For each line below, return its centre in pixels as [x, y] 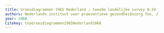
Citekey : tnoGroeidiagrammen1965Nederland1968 [53, 23]
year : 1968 [16, 18]
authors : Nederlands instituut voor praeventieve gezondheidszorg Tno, [79, 14]
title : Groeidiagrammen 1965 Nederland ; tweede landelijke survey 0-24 [81, 9]
